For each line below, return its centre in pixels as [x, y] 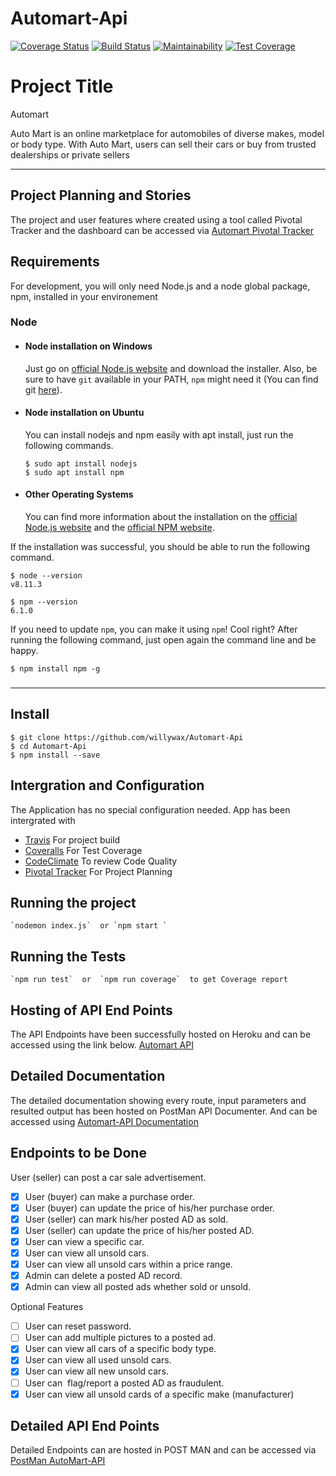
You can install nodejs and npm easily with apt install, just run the [159, 434]
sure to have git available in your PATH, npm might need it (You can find [171, 379]
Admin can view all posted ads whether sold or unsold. [138, 1287]
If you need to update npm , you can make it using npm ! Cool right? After [154, 629]
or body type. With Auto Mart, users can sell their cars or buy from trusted [163, 144]
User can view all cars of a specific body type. [120, 1349]
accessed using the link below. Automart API [102, 1045]
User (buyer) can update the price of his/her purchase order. [149, 1208]
